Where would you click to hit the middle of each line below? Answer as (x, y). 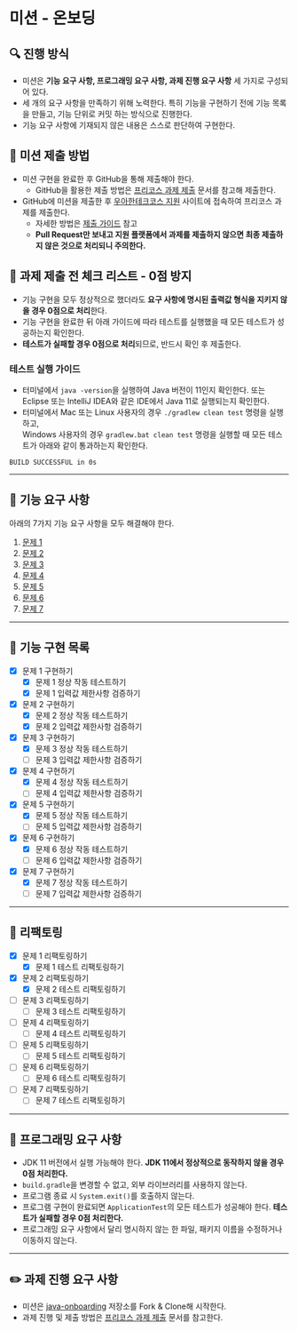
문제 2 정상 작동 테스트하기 (82, 715)
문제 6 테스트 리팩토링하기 (80, 1078)
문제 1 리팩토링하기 (55, 955)
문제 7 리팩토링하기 (55, 1089)
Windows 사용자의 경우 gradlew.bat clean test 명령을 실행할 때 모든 (144, 434)
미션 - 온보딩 (52, 18)
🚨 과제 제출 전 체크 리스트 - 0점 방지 (101, 276)
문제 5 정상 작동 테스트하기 (82, 816)
